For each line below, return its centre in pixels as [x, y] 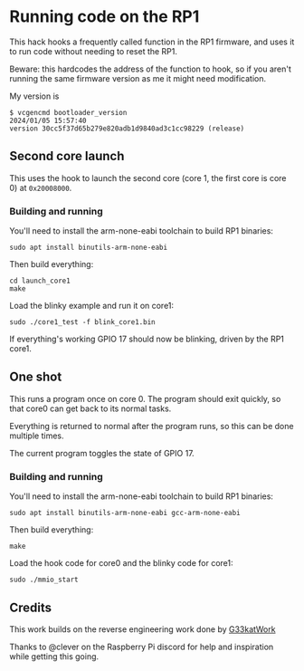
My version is [34, 96]
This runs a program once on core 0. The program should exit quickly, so [145, 398]
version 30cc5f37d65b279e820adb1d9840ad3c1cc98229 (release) [127, 129]
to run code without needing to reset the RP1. [94, 51]
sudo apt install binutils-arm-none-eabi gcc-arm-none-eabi [125, 513]
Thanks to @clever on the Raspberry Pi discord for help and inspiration [142, 647]
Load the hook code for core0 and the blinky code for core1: [121, 563]
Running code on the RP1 [104, 17]
